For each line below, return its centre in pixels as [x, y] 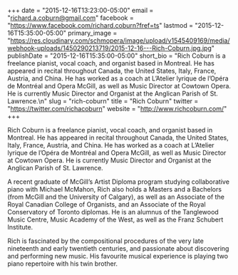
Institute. [20, 227]
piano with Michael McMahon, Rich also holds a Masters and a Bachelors [115, 189]
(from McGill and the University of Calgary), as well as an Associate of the [116, 197]
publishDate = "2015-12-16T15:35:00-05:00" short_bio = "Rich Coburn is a [117, 56]
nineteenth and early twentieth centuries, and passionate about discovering [118, 248]
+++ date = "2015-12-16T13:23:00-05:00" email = [81, 10]
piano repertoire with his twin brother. [63, 264]
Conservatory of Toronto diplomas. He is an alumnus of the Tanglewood [113, 212]
